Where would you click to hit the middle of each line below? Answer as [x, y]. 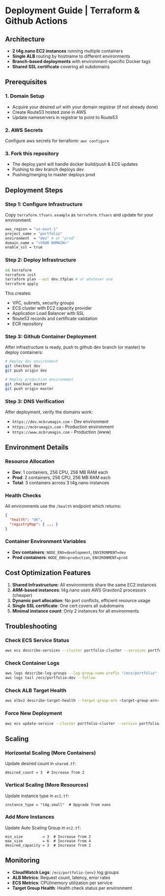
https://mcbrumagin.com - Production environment [63, 427]
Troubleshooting [31, 626]
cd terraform [18, 270]
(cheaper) [22, 595]
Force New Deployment [34, 713]
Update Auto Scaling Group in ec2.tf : [43, 828]
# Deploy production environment [39, 380]
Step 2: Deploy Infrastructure [41, 260]
